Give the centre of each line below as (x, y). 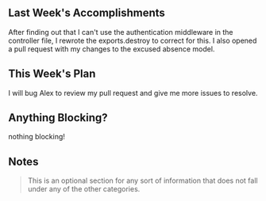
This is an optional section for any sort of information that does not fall (143, 180)
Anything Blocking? (58, 118)
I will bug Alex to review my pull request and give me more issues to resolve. (133, 93)
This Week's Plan (52, 74)
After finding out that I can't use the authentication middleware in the (121, 32)
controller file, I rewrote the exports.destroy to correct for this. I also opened (133, 40)
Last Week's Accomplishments (87, 13)
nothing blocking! (37, 137)
